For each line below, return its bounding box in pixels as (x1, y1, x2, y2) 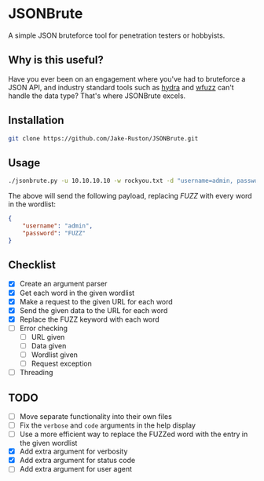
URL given (31, 332, 65, 341)
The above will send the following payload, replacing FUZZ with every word (8, 191, 253, 201)
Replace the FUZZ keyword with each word (19, 315, 159, 324)
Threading (19, 368, 53, 377)
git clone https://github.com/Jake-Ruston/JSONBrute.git (8, 134, 199, 142)
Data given (31, 341, 67, 350)
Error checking (19, 323, 68, 333)
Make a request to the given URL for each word (19, 297, 173, 306)
